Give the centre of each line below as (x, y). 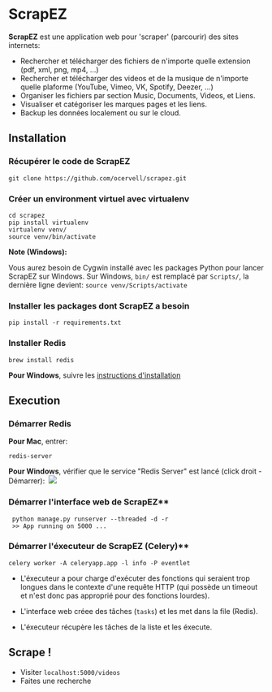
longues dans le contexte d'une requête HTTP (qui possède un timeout (139, 586)
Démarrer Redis (40, 423)
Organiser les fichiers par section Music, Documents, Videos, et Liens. (138, 95)
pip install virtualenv (49, 223)
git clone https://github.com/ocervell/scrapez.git (97, 178)
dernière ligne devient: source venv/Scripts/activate (98, 284)
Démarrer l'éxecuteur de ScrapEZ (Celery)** (99, 547)
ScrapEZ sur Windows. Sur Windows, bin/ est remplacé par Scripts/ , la (129, 276)
